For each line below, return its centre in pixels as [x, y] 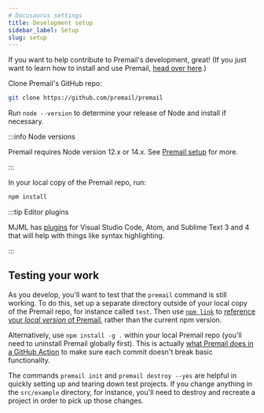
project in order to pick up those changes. [76, 400]
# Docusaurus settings [45, 15]
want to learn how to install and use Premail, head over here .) [107, 69]
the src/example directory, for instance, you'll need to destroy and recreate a [132, 392]
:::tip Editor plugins [38, 212]
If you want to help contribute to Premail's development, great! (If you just [128, 60]
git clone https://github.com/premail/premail [86, 98]
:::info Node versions [42, 137]
